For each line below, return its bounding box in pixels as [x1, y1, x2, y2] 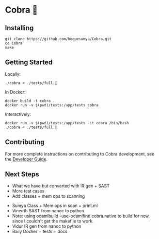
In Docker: [5, 89, 26, 95]
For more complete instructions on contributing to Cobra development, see [5, 151, 155, 157]
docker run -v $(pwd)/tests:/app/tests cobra [5, 102, 98, 107]
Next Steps [5, 170, 39, 179]
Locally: [5, 71, 21, 77]
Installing [5, 24, 34, 32]
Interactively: [5, 111, 31, 117]
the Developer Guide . [5, 156, 48, 162]
